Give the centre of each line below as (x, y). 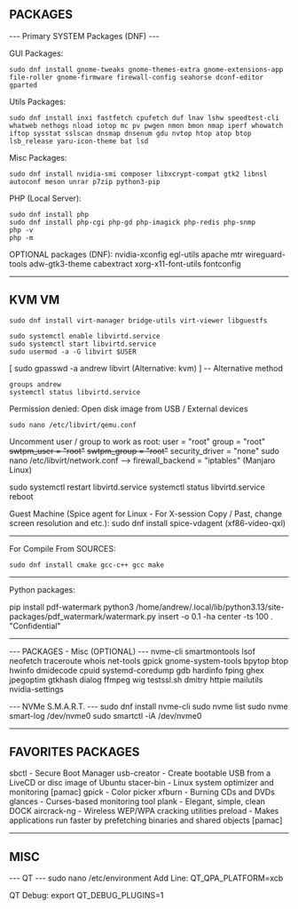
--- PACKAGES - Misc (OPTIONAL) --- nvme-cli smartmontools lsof (132, 651)
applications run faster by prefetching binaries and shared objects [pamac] (146, 820)
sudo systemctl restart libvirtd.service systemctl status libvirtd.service (137, 487)
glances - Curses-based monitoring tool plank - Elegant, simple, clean (137, 801)
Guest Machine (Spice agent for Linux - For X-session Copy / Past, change (145, 514)
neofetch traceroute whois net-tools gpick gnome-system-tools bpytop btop (149, 660)
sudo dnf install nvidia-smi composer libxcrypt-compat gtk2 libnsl (138, 174)
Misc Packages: (38, 157)
